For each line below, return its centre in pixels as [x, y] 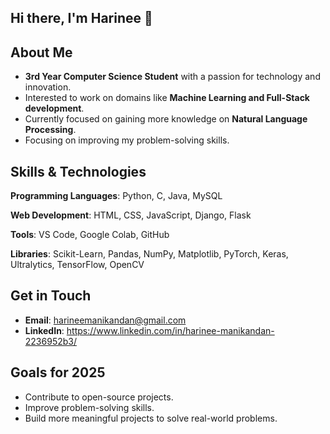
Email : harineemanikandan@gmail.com [105, 320]
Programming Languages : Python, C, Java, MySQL [116, 196]
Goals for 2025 [58, 372]
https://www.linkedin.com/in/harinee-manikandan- [170, 330]
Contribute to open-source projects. [99, 397]
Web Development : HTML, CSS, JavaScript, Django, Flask [131, 215]
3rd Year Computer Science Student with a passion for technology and [172, 77]
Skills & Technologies [78, 171]
